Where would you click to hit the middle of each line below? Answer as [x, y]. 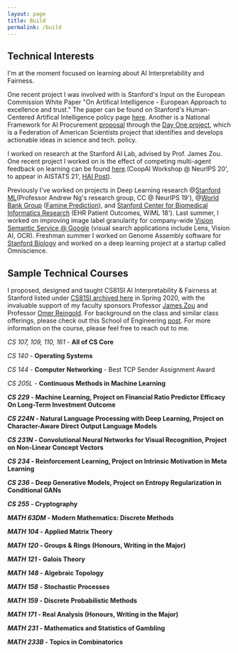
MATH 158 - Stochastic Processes [59, 587]
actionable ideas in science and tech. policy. [72, 140]
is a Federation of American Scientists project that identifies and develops [115, 132]
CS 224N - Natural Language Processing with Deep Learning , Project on [115, 418]
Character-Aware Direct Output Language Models [82, 426]
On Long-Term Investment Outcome [61, 404]
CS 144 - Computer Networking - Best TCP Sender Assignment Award [111, 370]
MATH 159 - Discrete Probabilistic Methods [72, 600]
